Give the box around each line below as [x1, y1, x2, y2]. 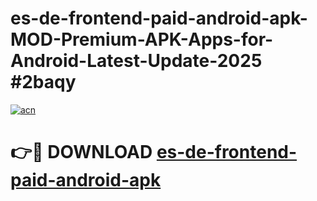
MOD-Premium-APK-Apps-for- [10, 28, 274, 51]
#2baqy [10, 71, 77, 94]
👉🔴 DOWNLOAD [10, 141, 153, 164]
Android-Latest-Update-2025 [10, 50, 263, 72]
